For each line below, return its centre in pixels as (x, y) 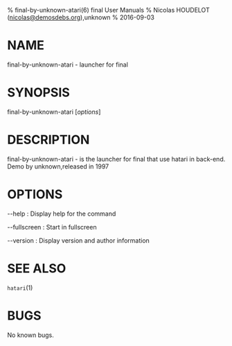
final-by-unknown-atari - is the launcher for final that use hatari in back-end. (116, 159)
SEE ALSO (37, 268)
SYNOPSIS (39, 93)
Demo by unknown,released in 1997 (58, 166)
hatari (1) (20, 288)
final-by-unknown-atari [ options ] (54, 112)
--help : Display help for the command (62, 214)
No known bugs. (30, 335)
